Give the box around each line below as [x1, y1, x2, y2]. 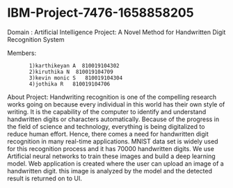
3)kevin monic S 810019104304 [29, 75, 123, 81]
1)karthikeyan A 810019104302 [29, 62, 120, 69]
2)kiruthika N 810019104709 [29, 68, 113, 75]
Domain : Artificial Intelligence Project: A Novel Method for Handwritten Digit [7, 28, 226, 36]
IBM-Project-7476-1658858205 [7, 5, 194, 21]
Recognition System [7, 35, 65, 43]
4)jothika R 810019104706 [29, 80, 111, 88]
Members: [7, 49, 37, 57]
